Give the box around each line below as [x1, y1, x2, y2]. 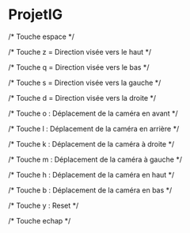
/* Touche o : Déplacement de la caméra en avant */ [8, 109, 178, 118]
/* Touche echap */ [8, 216, 71, 225]
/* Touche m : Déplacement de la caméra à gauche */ [8, 155, 182, 164]
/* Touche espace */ [8, 32, 75, 41]
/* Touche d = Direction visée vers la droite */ [8, 93, 157, 102]
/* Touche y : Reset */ [8, 201, 79, 210]
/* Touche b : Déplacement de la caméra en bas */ [8, 185, 173, 195]
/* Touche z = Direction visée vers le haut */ [8, 47, 152, 56]
